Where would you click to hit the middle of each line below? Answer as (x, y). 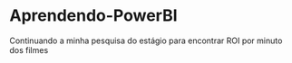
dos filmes (29, 49)
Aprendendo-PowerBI (94, 16)
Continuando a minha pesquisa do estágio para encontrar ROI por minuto (146, 40)
